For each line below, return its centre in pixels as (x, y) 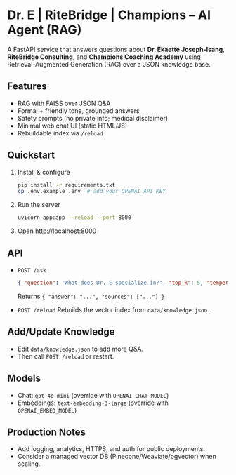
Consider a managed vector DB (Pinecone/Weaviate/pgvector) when (117, 457)
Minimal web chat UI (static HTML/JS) (72, 126)
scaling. (29, 464)
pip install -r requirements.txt (66, 185)
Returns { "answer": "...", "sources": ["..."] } (91, 296)
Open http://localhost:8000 (57, 231)
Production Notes (47, 432)
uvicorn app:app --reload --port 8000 (74, 218)
